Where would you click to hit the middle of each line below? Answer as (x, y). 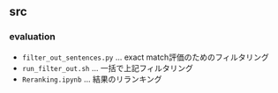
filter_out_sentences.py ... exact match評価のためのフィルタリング (145, 57)
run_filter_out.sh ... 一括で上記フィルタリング (108, 68)
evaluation (32, 37)
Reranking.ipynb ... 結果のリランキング (92, 79)
